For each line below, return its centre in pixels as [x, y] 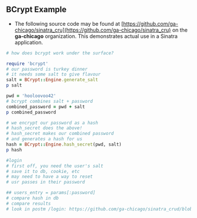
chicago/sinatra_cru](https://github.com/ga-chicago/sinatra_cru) [93, 30]
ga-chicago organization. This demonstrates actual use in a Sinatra [96, 36]
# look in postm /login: [36, 209]
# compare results [28, 203]
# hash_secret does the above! [44, 128]
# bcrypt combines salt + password [50, 101]
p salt [14, 85]
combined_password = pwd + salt [45, 107]
